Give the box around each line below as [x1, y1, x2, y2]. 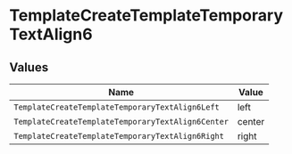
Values [9, 60, 49, 75]
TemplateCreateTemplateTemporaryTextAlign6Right [13, 131, 225, 141]
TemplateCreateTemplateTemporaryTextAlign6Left [13, 102, 221, 112]
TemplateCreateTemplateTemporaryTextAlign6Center [13, 117, 229, 126]
